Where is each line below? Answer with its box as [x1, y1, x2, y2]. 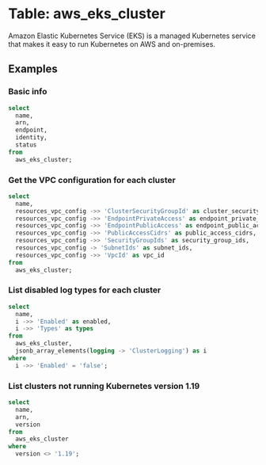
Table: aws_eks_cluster [8, 5, 166, 23]
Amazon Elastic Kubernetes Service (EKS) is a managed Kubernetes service [8, 31, 256, 40]
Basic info [8, 86, 47, 97]
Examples [8, 63, 58, 76]
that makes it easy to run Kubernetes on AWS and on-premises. [8, 39, 216, 48]
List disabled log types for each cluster [8, 284, 161, 295]
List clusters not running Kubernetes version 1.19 [8, 380, 200, 391]
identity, [15, 134, 47, 142]
